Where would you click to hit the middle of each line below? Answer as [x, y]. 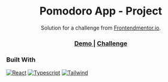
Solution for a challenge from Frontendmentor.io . [101, 28]
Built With [21, 60]
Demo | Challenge [101, 43]
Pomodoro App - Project [101, 11]
